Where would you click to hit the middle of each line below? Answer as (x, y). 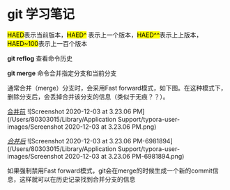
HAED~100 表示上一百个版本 (47, 43)
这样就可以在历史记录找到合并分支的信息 (77, 179)
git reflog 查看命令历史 (40, 58)
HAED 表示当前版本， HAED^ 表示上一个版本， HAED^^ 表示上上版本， (105, 35)
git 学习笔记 (41, 14)
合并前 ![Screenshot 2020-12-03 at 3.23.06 (69, 111)
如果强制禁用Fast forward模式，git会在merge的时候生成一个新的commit (110, 171)
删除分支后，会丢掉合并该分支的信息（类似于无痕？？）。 (88, 96)
